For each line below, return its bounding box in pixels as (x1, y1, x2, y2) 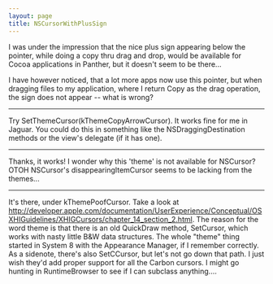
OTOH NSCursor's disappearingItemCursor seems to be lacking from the (8, 164, 253, 175)
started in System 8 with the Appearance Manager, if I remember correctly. (8, 240, 260, 250)
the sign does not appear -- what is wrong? (8, 92, 154, 102)
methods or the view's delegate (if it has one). (8, 133, 162, 142)
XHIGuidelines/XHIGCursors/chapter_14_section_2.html (8, 214, 193, 224)
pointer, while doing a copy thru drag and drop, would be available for (8, 50, 242, 60)
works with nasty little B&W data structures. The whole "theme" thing (8, 231, 240, 241)
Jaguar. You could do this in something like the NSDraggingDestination (8, 124, 245, 134)
